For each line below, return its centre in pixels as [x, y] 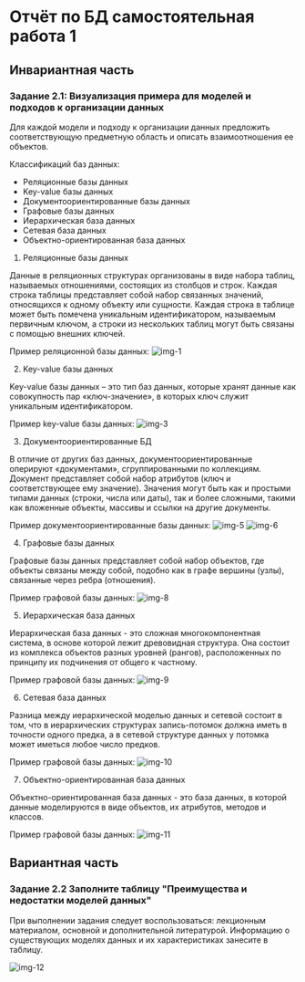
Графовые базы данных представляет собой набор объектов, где [137, 560]
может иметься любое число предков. [85, 744]
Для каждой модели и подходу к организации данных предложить [140, 127]
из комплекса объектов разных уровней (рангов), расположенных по [145, 652]
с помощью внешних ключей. [67, 333]
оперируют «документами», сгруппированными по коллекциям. [136, 468]
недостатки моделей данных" [81, 901]
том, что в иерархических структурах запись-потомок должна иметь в [148, 725]
